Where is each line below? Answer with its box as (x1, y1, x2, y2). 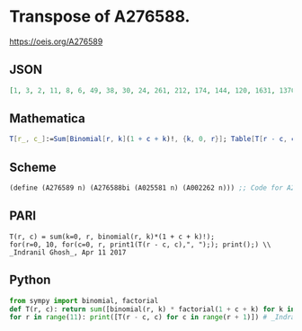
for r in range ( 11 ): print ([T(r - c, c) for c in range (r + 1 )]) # (9, 313, 268, 322)
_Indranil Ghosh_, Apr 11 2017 (9, 247, 127, 257)
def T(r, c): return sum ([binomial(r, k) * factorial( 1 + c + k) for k (9, 304, 283, 314)
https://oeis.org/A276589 (9, 36, 103, 47)
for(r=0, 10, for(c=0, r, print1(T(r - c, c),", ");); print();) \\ (9, 240, 271, 249)
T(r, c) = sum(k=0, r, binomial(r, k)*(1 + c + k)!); (9, 232, 216, 241)
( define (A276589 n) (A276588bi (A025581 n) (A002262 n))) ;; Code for (9, 183, 283, 192)
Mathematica (9, 111, 85, 127)
